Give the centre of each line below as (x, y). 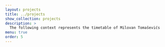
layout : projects (23, 10)
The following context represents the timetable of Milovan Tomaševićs (85, 28)
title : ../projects (25, 14)
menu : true (16, 32)
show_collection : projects (33, 19)
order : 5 (14, 37)
